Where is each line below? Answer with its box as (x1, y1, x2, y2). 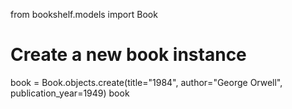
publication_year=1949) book (10, 87, 130, 99)
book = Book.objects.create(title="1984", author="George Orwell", (10, 76, 283, 88)
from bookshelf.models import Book (10, 9, 158, 20)
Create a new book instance (10, 44, 247, 66)
